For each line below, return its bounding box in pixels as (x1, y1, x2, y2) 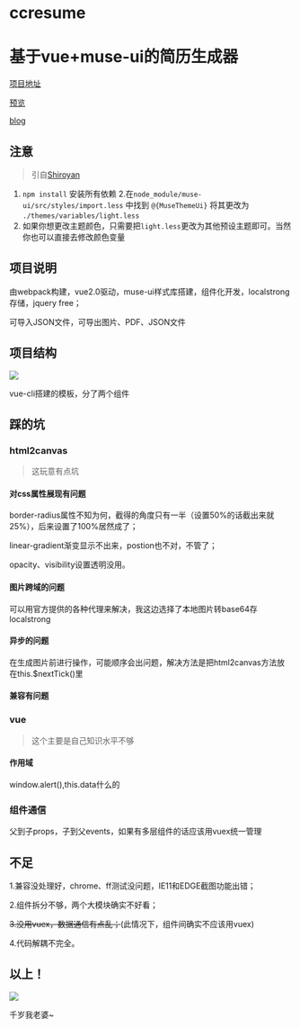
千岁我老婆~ (9, 1009, 55, 1020)
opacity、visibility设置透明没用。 (9, 559, 130, 570)
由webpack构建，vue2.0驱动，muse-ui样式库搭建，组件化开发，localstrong (9, 286, 290, 297)
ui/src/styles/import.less (22, 201, 124, 210)
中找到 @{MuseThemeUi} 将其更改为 (125, 199, 250, 210)
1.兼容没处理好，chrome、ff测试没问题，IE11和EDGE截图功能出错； (9, 880, 256, 891)
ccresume (9, 3, 86, 23)
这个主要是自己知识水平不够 (31, 735, 135, 745)
